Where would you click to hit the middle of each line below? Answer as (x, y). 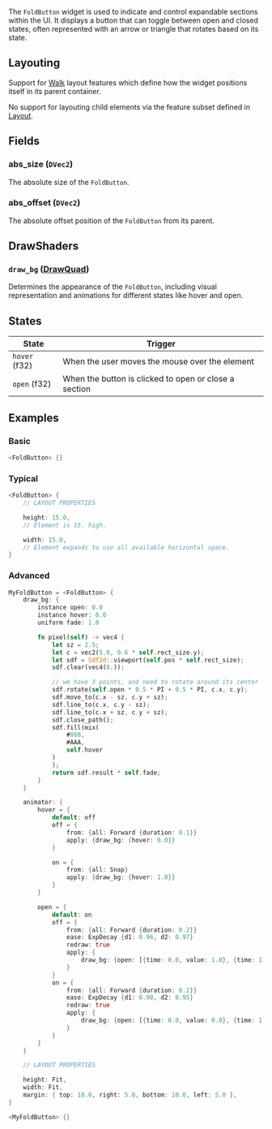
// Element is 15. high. (65, 525)
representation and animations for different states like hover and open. (126, 295)
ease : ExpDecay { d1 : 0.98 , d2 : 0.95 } (130, 998)
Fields (24, 141)
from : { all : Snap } (97, 870)
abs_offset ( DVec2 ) (45, 203)
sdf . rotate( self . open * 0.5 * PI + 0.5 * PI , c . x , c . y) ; (150, 690)
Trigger (161, 344)
